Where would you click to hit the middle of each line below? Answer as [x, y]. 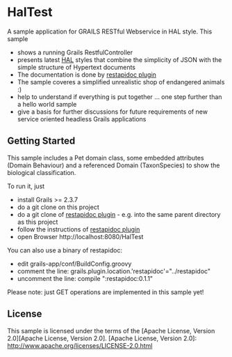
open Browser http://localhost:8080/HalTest [80, 236]
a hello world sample [47, 104]
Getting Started [41, 141]
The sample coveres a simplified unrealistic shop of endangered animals [121, 82]
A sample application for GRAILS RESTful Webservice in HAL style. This [110, 31]
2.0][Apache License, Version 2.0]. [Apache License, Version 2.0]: [102, 338]
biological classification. [42, 172]
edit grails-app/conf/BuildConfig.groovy [74, 264]
